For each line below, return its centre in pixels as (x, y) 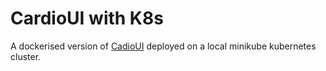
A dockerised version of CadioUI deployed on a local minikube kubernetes (163, 46)
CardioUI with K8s (87, 18)
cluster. (26, 56)
